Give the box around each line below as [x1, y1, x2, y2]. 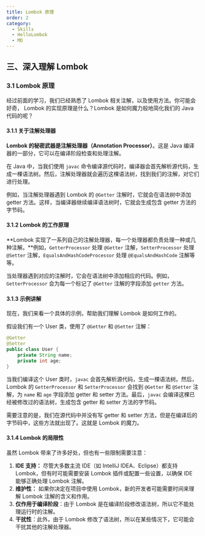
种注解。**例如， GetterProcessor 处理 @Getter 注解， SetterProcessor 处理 [6, 244, 195, 251]
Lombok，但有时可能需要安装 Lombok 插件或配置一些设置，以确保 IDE [15, 469, 193, 477]
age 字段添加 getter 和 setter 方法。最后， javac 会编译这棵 [43, 390, 190, 398]
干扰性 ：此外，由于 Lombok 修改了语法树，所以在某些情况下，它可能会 [15, 515, 195, 523]
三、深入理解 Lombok [6, 62, 89, 72]
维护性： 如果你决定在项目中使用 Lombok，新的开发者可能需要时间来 [15, 485, 189, 492]
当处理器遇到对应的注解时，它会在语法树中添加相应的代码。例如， [6, 272, 173, 279]
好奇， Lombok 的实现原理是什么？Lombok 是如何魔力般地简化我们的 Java [6, 104, 194, 111]
